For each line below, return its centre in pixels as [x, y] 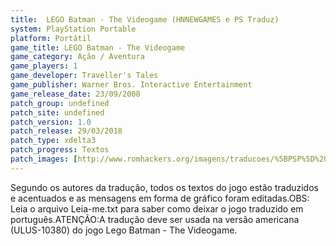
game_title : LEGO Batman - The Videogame [98, 47]
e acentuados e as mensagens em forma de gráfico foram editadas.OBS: [160, 198]
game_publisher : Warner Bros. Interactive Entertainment [131, 85]
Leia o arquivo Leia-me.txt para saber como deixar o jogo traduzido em [157, 208]
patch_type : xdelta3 [53, 141]
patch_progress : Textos [60, 150]
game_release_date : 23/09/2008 [75, 94]
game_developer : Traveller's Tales [84, 76]
